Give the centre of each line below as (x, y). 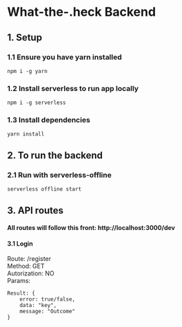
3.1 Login (20, 243)
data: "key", (38, 306)
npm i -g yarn (28, 71)
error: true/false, (48, 299)
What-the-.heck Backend (82, 12)
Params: (19, 281)
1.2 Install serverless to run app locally (73, 88)
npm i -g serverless (37, 103)
